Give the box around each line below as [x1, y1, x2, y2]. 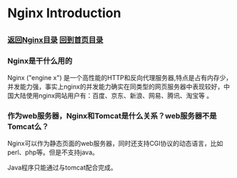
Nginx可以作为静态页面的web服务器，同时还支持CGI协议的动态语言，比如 [7, 139, 223, 148]
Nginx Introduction [7, 5, 121, 21]
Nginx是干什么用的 [7, 56, 73, 66]
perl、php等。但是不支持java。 [7, 148, 99, 157]
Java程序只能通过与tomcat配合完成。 [7, 163, 117, 172]
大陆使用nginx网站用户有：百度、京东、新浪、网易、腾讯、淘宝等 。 [13, 91, 213, 99]
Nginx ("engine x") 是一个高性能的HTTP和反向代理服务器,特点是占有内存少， [7, 73, 233, 81]
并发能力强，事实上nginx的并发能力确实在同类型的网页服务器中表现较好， [7, 82, 224, 91]
